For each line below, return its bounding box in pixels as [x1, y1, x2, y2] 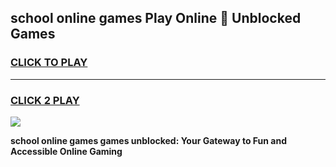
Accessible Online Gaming [10, 145, 123, 157]
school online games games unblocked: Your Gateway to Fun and [10, 134, 288, 146]
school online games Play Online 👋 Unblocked [10, 10, 302, 27]
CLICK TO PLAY [10, 56, 88, 70]
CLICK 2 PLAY [10, 93, 80, 107]
